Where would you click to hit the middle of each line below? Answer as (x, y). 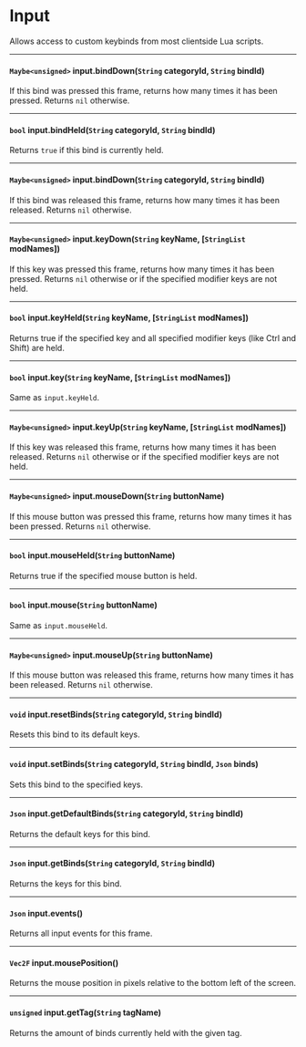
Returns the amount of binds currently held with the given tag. (126, 1032)
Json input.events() (46, 913)
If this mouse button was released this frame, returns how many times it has (152, 675)
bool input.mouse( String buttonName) (83, 605)
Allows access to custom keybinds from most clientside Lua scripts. (137, 41)
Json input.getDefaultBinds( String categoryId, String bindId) (127, 814)
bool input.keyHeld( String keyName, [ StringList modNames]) (129, 318)
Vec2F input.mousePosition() (64, 962)
